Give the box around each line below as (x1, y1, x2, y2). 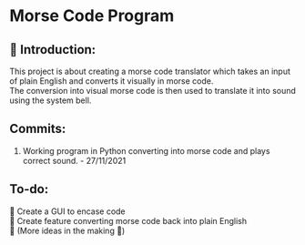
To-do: (9, 181, 49, 197)
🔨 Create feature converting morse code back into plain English (9, 215, 248, 226)
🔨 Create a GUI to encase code (9, 206, 126, 217)
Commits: (9, 121, 66, 137)
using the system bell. (9, 95, 92, 106)
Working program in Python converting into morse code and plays (22, 145, 270, 156)
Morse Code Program (9, 5, 175, 26)
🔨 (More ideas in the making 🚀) (9, 225, 126, 236)
